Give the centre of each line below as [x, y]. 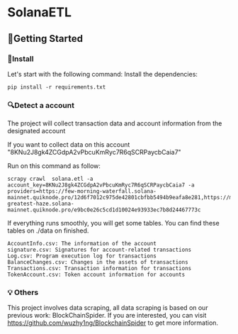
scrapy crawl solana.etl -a [50, 179]
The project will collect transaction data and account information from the [115, 123]
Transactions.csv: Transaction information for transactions [100, 269]
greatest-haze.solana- [41, 204]
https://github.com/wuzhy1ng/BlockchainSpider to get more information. [113, 323]
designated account [36, 131]
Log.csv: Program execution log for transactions [82, 256]
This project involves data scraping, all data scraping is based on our [108, 308]
